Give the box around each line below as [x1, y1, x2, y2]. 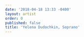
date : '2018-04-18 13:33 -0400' [5, 7, 71, 12]
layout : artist [5, 12, 36, 16]
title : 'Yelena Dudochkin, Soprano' [5, 25, 80, 30]
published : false [5, 20, 41, 25]
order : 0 [5, 16, 23, 21]
